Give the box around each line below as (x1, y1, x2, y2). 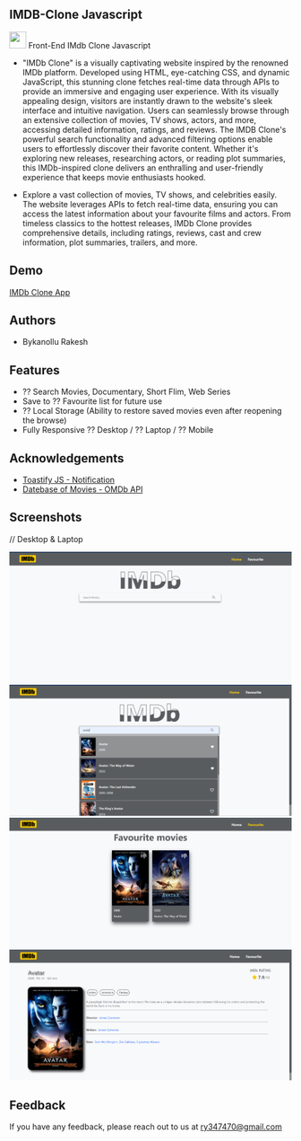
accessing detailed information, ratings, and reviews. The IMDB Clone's (21, 124, 287, 135)
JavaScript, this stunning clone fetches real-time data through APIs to (21, 76, 279, 87)
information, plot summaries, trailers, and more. (21, 237, 198, 248)
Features (9, 363, 60, 378)
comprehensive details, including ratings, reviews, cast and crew (21, 227, 262, 238)
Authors (9, 313, 56, 329)
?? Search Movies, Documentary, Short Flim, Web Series (21, 386, 231, 398)
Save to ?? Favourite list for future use (21, 396, 163, 407)
